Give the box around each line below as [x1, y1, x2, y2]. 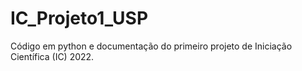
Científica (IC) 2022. [10, 50, 95, 62]
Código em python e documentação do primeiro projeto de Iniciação [10, 40, 293, 52]
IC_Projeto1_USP [10, 7, 149, 30]
